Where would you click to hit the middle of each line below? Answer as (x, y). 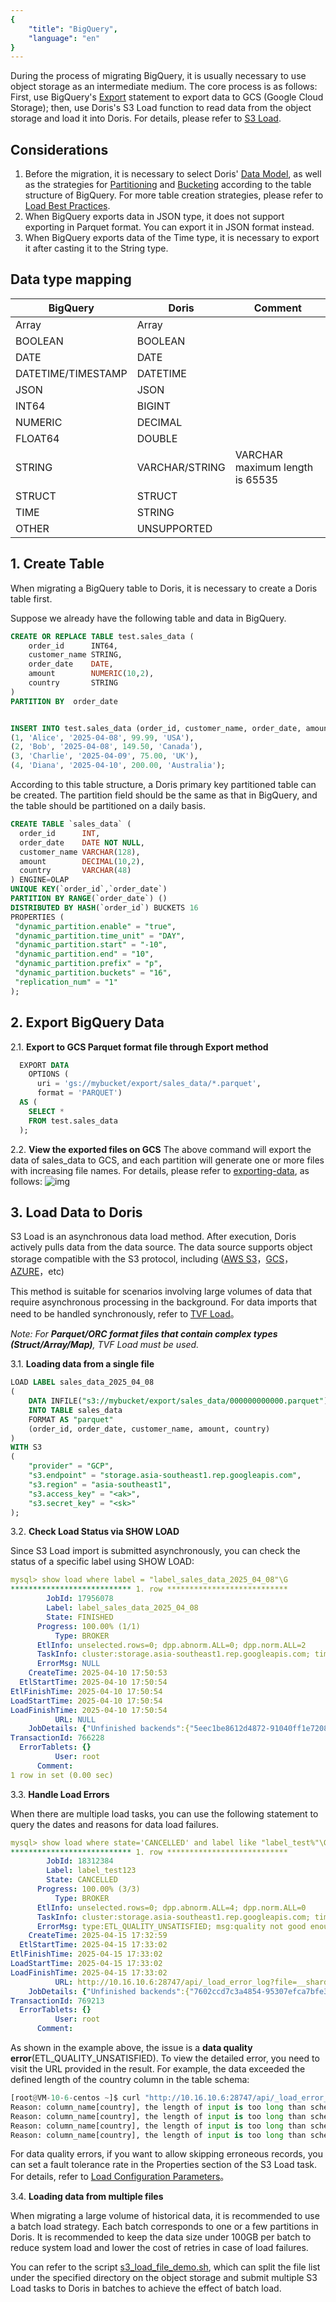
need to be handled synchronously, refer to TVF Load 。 (125, 1314)
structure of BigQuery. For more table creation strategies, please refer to (174, 195)
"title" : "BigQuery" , (73, 29)
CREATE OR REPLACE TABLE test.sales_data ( (102, 636)
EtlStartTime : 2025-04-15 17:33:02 (93, 1945)
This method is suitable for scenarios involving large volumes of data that (161, 1292)
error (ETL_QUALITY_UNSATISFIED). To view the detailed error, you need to (165, 2058)
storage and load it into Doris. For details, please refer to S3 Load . (146, 118)
